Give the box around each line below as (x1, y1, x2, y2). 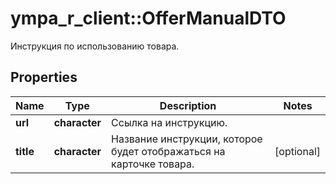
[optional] (274, 144, 321, 158)
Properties (10, 69, 78, 86)
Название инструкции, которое (111, 132, 263, 146)
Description (159, 98, 217, 112)
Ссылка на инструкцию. (111, 115, 228, 129)
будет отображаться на (111, 144, 226, 158)
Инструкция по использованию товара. (10, 40, 180, 52)
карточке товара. (111, 157, 195, 171)
